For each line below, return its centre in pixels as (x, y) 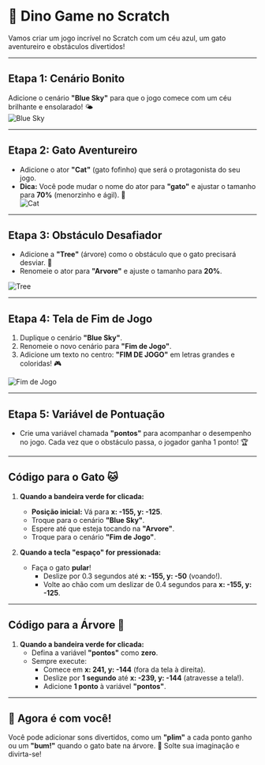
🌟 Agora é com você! (60, 719)
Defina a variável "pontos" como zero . (95, 653)
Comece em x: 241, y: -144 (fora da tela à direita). (124, 669)
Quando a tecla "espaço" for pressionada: (90, 552)
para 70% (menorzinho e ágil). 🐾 (73, 195)
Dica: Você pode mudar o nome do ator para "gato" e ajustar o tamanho (138, 186)
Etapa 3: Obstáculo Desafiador (85, 235)
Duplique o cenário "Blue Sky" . (71, 338)
